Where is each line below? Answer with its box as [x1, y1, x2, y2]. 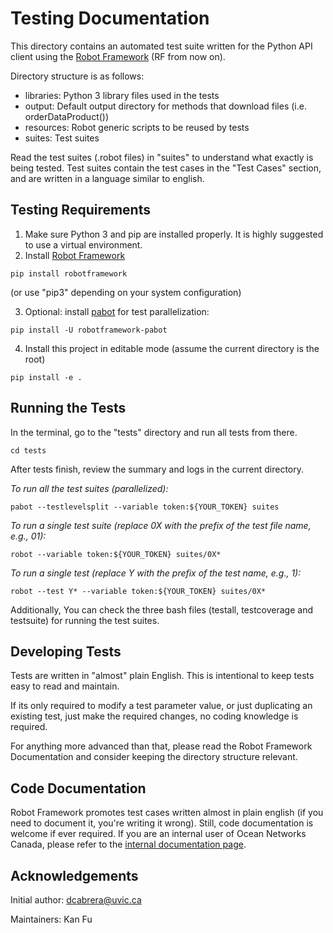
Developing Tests [10, 643, 122, 660]
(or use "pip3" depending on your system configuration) [10, 286, 242, 298]
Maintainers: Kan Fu [10, 913, 93, 925]
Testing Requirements [10, 202, 151, 219]
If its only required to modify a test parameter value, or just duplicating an [10, 700, 313, 712]
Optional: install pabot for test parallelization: [24, 305, 210, 317]
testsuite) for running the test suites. [10, 614, 160, 626]
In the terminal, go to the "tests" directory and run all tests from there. [10, 426, 298, 438]
